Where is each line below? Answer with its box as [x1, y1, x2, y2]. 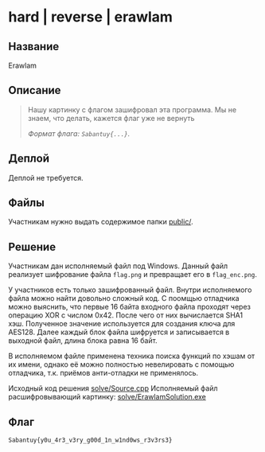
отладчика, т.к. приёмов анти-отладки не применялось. [8, 368, 199, 378]
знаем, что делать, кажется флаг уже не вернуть [27, 113, 195, 123]
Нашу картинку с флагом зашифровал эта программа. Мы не [27, 104, 237, 115]
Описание [8, 84, 61, 97]
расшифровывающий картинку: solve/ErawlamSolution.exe [8, 392, 207, 402]
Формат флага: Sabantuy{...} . [27, 128, 131, 138]
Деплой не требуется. [8, 173, 84, 182]
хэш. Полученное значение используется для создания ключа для [8, 319, 236, 329]
